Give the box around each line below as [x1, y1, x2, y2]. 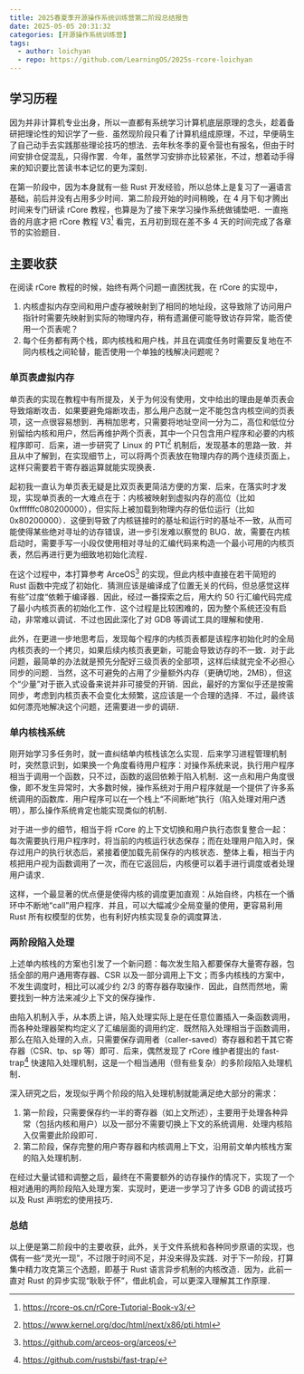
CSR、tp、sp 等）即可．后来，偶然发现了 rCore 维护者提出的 [33, 1045, 261, 1056]
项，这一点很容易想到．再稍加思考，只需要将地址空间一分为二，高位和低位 [9, 416, 287, 427]
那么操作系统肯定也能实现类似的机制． [28, 805, 172, 816]
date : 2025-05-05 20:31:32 [9, 22, 111, 31]
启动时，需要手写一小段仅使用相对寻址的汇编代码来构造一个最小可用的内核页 [9, 538, 295, 549]
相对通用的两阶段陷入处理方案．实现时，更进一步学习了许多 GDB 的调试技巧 [9, 1183, 292, 1194]
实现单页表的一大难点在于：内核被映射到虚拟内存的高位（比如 [24, 493, 255, 504]
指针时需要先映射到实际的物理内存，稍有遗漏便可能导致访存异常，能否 [22, 312, 285, 323]
